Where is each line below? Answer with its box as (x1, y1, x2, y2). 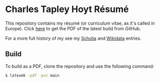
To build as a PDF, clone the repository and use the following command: (5, 63, 154, 69)
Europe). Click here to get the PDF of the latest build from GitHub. (5, 25, 141, 31)
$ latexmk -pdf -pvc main (5, 73, 59, 78)
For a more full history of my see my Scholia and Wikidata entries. (5, 35, 142, 41)
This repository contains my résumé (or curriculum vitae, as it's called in (5, 20, 155, 26)
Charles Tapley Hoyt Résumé (5, 4, 129, 15)
